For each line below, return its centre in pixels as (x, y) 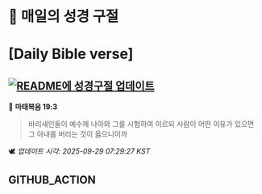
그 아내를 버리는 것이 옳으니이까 (77, 134)
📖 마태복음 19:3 (33, 107)
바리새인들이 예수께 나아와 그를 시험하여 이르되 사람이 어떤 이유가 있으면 (141, 124)
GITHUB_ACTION (52, 180)
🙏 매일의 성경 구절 (64, 17)
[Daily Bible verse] (71, 54)
